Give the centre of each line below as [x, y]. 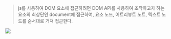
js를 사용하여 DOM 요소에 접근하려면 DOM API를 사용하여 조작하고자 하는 [91, 8]
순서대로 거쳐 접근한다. [50, 21]
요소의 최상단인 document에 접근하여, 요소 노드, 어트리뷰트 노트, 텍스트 [89, 14]
